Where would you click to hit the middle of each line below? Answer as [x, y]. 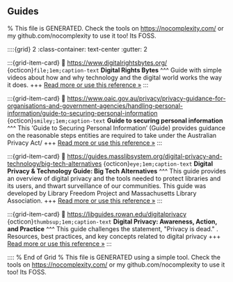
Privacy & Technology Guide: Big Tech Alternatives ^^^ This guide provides [116, 171]
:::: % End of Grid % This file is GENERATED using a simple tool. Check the [114, 257]
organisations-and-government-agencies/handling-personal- [95, 105]
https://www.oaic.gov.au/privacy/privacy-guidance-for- [146, 98]
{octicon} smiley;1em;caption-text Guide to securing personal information [115, 120]
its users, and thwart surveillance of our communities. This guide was [107, 186]
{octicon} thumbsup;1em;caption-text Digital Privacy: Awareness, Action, [112, 221]
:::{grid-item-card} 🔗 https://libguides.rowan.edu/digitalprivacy [97, 214]
